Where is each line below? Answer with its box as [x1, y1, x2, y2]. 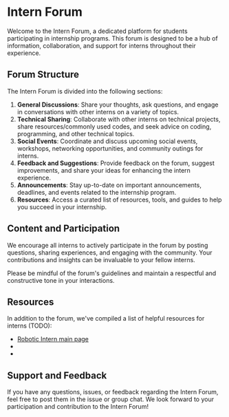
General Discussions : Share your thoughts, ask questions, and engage [17, 100, 219, 109]
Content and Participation [7, 223, 120, 235]
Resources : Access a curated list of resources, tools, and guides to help [17, 195, 222, 204]
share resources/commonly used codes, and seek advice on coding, [17, 122, 212, 131]
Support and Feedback [7, 370, 107, 381]
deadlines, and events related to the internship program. [17, 188, 177, 196]
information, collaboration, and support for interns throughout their [7, 41, 196, 50]
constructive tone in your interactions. [7, 276, 115, 284]
